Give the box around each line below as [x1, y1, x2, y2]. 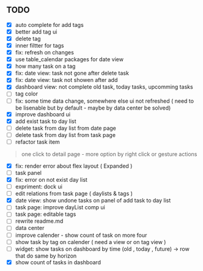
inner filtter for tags [15, 42, 64, 49]
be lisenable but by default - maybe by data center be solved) [15, 104, 171, 111]
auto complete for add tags [15, 21, 84, 28]
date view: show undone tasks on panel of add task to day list [15, 197, 171, 204]
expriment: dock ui [15, 183, 63, 190]
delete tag [15, 35, 41, 42]
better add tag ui [15, 28, 57, 35]
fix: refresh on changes [15, 49, 75, 56]
